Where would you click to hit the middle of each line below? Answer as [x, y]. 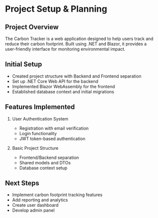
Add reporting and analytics [40, 200]
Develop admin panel [33, 210]
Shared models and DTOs [45, 162]
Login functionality [38, 133]
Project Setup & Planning [56, 9]
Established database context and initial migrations [63, 92]
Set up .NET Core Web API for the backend [55, 81]
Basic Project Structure [35, 148]
